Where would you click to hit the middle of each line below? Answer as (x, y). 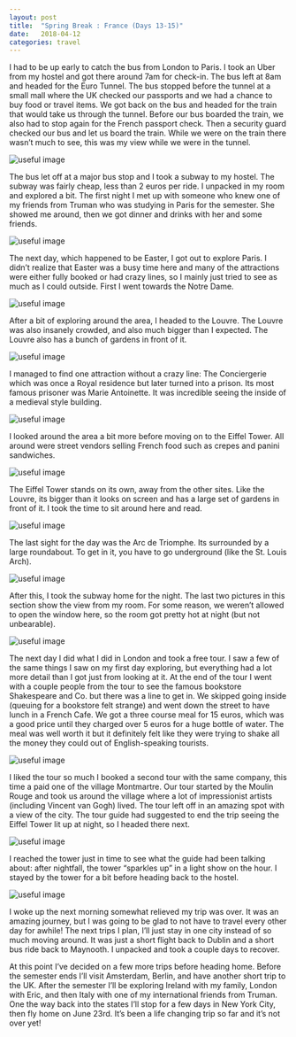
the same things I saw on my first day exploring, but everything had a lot (140, 668)
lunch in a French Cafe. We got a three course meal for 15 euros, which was (147, 715)
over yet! (25, 1023)
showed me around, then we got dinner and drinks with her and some (136, 214)
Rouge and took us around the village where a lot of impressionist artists (140, 796)
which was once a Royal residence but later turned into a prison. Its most (142, 383)
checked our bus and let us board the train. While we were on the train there (148, 133)
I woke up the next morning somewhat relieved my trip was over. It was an (144, 912)
